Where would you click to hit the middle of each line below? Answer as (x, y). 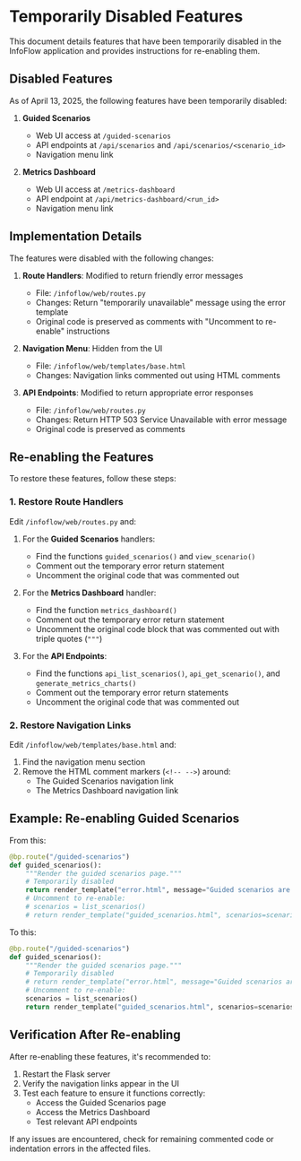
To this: (23, 932)
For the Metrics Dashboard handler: (89, 593)
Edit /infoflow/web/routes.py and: (73, 521)
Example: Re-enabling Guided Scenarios (125, 819)
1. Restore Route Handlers (66, 502)
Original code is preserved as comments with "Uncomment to (150, 321)
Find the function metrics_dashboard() (106, 610)
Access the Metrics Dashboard (93, 1112)
